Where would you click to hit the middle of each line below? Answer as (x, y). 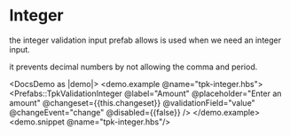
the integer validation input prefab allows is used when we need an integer (145, 40)
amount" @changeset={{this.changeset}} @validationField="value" (132, 102)
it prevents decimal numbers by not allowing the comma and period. (133, 67)
